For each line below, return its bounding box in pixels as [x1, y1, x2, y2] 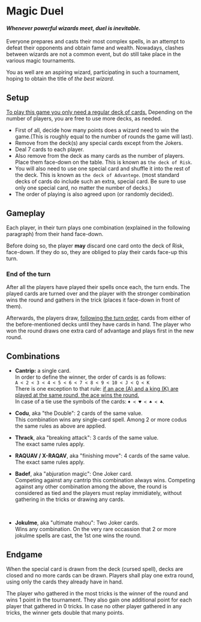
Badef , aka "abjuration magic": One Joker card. [14, 470, 133, 477]
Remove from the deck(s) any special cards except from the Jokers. [14, 140, 183, 147]
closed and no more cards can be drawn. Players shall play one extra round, [6, 571, 194, 579]
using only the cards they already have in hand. [6, 578, 124, 585]
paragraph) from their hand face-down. [6, 231, 104, 238]
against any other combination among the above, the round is [14, 483, 167, 490]
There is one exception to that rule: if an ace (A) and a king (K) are [14, 385, 179, 393]
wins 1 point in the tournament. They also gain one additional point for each [6, 596, 192, 603]
